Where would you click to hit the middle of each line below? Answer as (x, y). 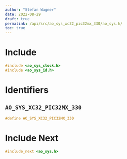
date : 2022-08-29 (23, 14)
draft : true (17, 19)
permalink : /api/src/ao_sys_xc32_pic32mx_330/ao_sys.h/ (64, 23)
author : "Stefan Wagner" (31, 10)
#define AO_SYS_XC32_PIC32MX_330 (40, 118)
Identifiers (27, 90)
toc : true (15, 28)
